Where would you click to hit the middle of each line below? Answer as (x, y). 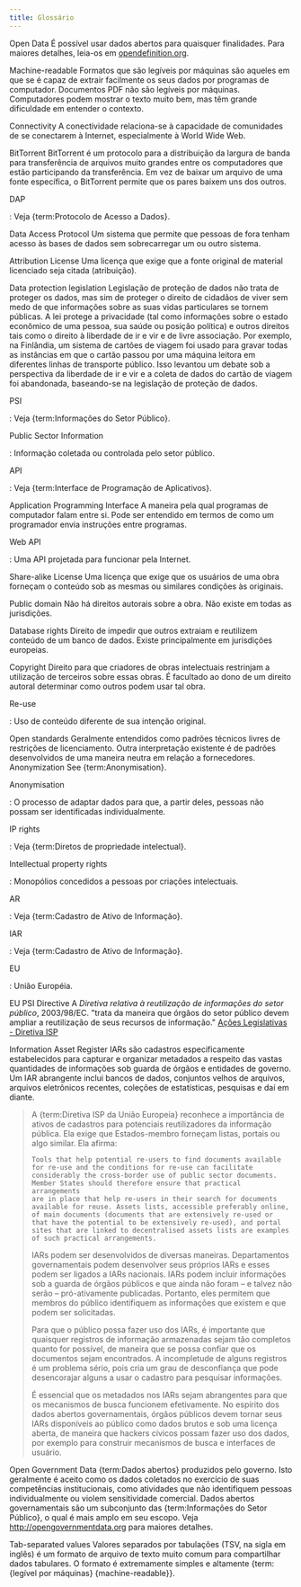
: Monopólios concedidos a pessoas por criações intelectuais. (124, 881)
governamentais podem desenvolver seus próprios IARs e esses (150, 1264)
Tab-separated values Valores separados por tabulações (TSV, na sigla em (147, 1544)
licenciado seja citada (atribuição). (73, 270)
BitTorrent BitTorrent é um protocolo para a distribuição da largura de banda (150, 153)
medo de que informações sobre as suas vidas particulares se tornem (139, 307)
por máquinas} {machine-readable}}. (107, 1573)
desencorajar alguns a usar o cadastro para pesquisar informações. (157, 1377)
